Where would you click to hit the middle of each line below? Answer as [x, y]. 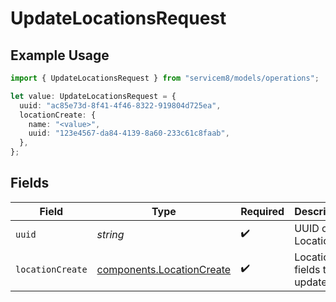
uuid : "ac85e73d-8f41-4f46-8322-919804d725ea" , [120, 105]
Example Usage [60, 55]
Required [262, 211]
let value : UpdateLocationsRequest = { [93, 96]
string [110, 234]
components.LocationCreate [164, 269]
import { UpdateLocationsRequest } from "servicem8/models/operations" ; [165, 78]
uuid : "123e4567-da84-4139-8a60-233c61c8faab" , [129, 133]
